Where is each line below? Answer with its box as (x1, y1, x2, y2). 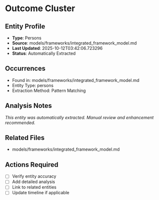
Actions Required (5, 160, 59, 169)
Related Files (5, 134, 45, 142)
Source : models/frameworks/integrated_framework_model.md (12, 40, 137, 46)
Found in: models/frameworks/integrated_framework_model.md (12, 77, 140, 83)
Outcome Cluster (5, 3, 75, 14)
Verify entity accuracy (12, 173, 57, 179)
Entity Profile (5, 22, 45, 31)
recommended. (5, 120, 35, 125)
